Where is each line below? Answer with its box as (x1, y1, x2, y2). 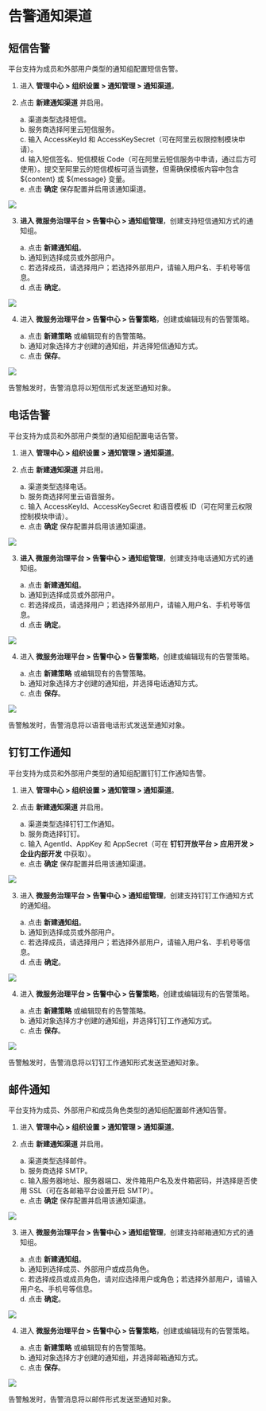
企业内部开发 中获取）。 (19, 848, 95, 859)
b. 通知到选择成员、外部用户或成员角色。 (19, 1265, 154, 1274)
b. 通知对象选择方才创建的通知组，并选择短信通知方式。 (19, 341, 202, 351)
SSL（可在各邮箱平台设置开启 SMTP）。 (29, 1186, 158, 1196)
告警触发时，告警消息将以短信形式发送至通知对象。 (8, 383, 175, 392)
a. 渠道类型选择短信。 (19, 114, 91, 124)
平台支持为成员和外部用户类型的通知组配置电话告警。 (8, 431, 183, 440)
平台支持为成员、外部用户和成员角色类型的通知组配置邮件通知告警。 (8, 1106, 231, 1115)
